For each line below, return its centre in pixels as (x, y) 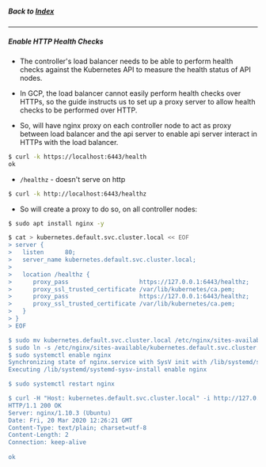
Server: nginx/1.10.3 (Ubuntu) (60, 413)
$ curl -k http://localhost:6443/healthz (78, 194)
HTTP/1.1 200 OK (35, 405)
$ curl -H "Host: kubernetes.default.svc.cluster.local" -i (110, 399)
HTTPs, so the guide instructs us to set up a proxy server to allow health (137, 101)
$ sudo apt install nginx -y (56, 223)
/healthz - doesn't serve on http (72, 179)
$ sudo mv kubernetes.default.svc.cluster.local (90, 340)
